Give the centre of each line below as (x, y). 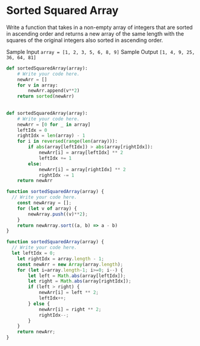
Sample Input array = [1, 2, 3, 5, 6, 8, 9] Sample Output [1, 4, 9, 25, (101, 51)
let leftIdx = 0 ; (34, 253)
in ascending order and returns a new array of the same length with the (95, 33)
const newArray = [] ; (44, 203)
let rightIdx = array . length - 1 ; (61, 259)
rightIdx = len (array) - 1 (51, 136)
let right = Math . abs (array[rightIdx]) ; (80, 281)
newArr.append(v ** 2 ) (54, 91)
